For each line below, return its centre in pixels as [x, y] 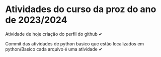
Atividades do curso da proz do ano [81, 9]
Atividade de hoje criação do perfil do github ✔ [54, 34]
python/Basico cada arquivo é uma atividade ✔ [54, 49]
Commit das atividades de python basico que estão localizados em [75, 43]
